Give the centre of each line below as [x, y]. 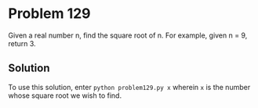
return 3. [22, 43]
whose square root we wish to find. [65, 95]
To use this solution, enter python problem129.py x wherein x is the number [129, 87]
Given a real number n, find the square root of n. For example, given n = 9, [128, 35]
